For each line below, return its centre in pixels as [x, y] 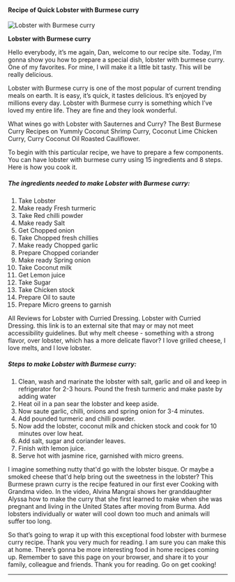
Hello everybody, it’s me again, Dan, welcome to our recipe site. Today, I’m [115, 52]
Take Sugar [35, 282]
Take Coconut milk [45, 268]
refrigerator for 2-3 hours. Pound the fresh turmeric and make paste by [120, 389]
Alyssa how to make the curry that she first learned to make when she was [115, 499]
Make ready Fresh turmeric [57, 208]
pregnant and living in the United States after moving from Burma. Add [109, 507]
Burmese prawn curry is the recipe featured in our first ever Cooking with [113, 484]
